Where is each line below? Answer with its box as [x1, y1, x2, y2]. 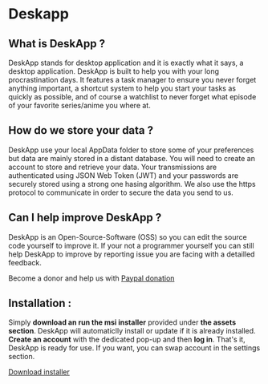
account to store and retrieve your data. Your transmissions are [8, 162, 217, 172]
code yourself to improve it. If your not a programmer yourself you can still [8, 241, 254, 250]
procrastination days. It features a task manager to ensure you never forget [8, 75, 257, 84]
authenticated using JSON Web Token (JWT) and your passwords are [8, 170, 239, 180]
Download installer [8, 367, 71, 377]
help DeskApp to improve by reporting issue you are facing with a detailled [8, 249, 255, 259]
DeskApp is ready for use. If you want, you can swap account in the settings [8, 343, 261, 353]
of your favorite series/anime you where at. [8, 101, 151, 110]
